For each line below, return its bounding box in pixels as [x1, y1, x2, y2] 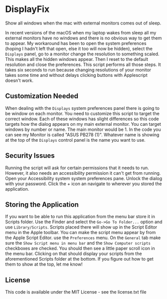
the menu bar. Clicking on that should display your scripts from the [5, 251, 142, 257]
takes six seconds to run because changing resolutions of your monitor [5, 66, 152, 73]
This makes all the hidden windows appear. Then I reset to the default [5, 56, 149, 62]
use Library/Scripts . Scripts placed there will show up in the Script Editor [5, 224, 158, 230]
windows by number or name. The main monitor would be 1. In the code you [5, 126, 161, 132]
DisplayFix [5, 3, 50, 15]
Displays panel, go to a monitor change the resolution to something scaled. [5, 51, 160, 57]
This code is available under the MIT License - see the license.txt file [5, 289, 147, 295]
